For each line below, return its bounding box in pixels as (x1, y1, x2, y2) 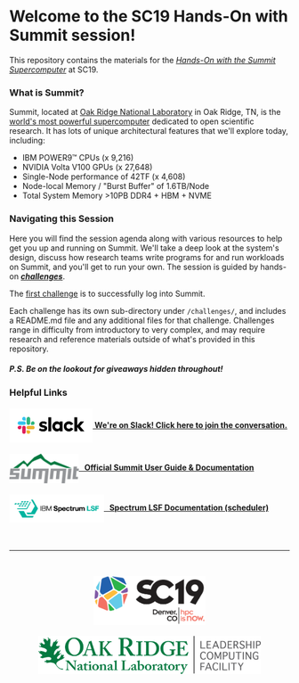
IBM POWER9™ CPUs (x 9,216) (21, 152, 134, 163)
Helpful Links (9, 386, 69, 399)
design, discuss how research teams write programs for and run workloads (9, 251, 285, 262)
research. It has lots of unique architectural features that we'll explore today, (9, 126, 289, 136)
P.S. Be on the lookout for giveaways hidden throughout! (9, 364, 224, 374)
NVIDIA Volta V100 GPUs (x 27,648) (21, 162, 153, 173)
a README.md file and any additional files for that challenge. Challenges (9, 315, 275, 325)
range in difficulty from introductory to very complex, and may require (9, 324, 265, 335)
